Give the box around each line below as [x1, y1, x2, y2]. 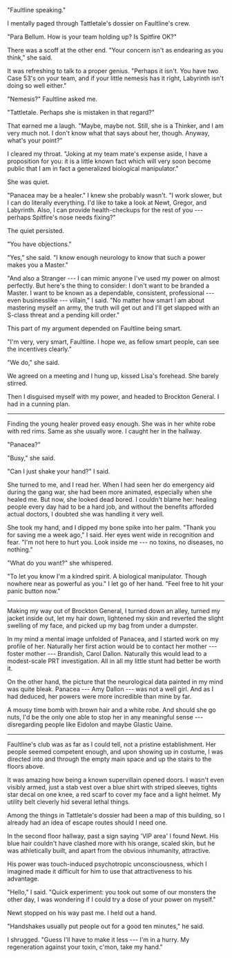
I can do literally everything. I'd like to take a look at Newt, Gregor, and [7, 198, 207, 207]
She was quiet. [7, 178, 50, 186]
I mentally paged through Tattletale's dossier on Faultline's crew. [7, 19, 191, 27]
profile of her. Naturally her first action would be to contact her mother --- [7, 642, 217, 650]
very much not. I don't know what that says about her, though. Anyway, [7, 129, 210, 137]
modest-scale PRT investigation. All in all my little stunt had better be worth [7, 657, 221, 665]
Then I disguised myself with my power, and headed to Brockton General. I [7, 393, 220, 400]
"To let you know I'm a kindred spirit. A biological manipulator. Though [7, 572, 207, 580]
